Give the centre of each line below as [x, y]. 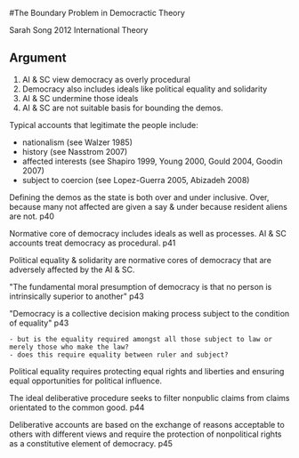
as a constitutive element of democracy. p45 [91, 443]
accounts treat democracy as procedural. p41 [93, 243]
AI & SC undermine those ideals [80, 98]
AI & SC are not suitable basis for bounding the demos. [123, 108]
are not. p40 [32, 216]
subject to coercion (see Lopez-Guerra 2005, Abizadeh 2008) [136, 180]
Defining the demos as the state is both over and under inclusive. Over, [139, 197]
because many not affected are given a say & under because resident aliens [148, 206]
